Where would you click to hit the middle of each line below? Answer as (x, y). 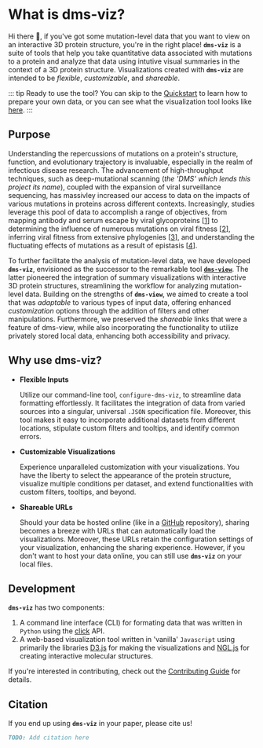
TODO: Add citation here (49, 738)
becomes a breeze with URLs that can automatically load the (117, 530)
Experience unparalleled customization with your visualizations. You (129, 467)
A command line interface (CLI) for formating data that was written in (131, 623)
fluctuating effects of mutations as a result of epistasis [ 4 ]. (103, 245)
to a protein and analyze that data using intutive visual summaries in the (124, 61)
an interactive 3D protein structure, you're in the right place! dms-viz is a (125, 44)
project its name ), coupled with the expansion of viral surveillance (115, 187)
